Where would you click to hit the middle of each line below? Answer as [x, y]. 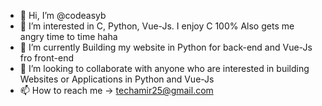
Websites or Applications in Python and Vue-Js [117, 79]
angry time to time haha [68, 36]
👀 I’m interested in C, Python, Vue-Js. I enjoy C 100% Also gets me [157, 26]
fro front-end [46, 58]
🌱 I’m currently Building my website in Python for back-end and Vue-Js [166, 47]
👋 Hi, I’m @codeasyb [63, 15]
